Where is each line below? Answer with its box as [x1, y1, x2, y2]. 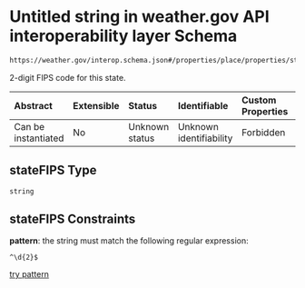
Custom [241, 94, 277, 106]
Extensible [72, 99, 120, 112]
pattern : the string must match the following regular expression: [9, 235, 249, 246]
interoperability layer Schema [9, 25, 238, 46]
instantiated [14, 132, 64, 144]
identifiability [177, 132, 233, 144]
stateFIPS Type [9, 163, 97, 178]
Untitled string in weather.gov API [9, 6, 270, 27]
